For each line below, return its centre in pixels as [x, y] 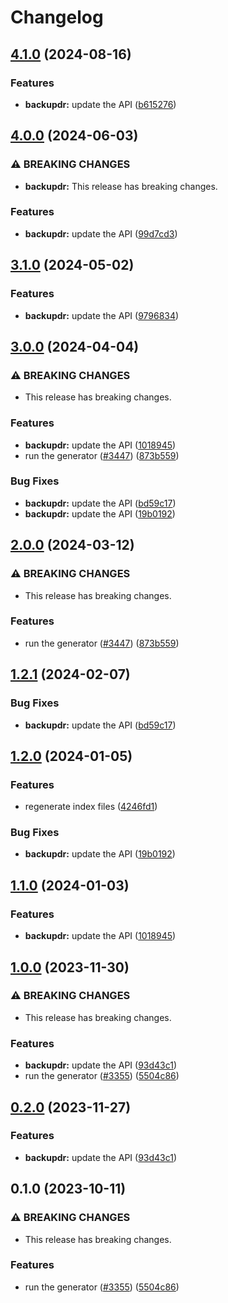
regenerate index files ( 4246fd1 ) [91, 807]
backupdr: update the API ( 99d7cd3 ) [101, 233]
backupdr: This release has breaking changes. [121, 186]
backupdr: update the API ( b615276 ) [100, 104]
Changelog [57, 17]
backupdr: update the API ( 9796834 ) [102, 315]
